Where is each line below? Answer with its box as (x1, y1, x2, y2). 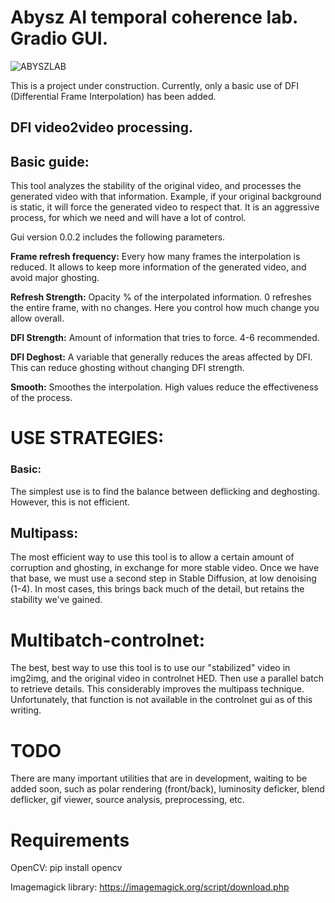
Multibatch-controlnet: (10, 629, 206, 651)
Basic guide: (10, 153, 90, 170)
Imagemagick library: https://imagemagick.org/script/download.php (10, 881, 290, 893)
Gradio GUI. (10, 27, 109, 50)
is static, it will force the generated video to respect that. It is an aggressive (10, 201, 320, 213)
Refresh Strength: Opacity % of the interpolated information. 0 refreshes (10, 291, 312, 303)
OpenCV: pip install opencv (10, 862, 123, 874)
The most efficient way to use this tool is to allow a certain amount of (10, 551, 295, 563)
